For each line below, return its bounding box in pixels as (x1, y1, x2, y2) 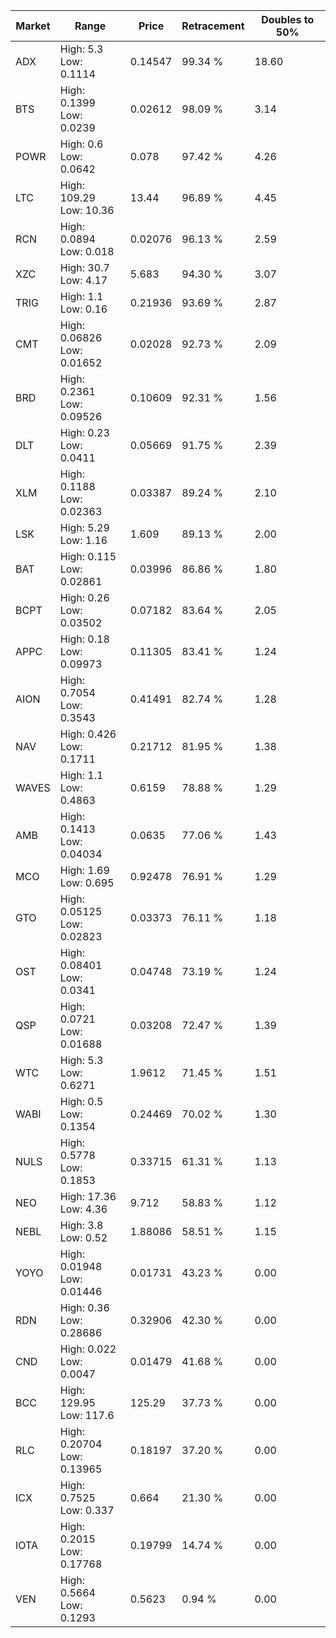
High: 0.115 (59, 550, 117, 563)
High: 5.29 (59, 521, 110, 534)
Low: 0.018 (59, 245, 115, 258)
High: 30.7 (59, 261, 110, 274)
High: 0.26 (59, 591, 110, 604)
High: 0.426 (59, 727, 117, 741)
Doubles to (261, 13, 315, 26)
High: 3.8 (59, 1219, 104, 1232)
